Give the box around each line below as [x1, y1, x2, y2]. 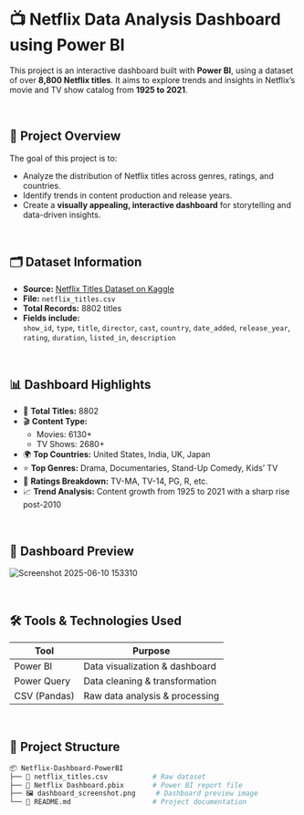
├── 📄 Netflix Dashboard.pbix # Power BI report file [9, 780, 244, 789]
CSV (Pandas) [14, 690, 75, 702]
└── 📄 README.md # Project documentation [9, 798, 247, 807]
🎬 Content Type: [22, 416, 89, 427]
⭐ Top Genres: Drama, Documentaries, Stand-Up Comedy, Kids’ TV [22, 463, 278, 474]
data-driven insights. [22, 209, 101, 220]
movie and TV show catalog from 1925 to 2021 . [9, 84, 188, 95]
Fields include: [22, 312, 80, 323]
